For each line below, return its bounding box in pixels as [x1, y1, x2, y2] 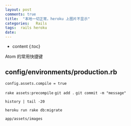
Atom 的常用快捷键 [5, 53, 43, 59]
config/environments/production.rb [5, 68, 117, 76]
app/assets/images [5, 116, 43, 121]
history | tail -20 [5, 99, 45, 104]
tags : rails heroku [5, 25, 48, 30]
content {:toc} [12, 44, 41, 49]
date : [5, 30, 16, 35]
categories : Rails [5, 21, 48, 26]
